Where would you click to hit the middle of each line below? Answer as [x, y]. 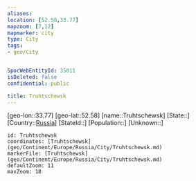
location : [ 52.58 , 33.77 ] [43, 20]
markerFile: [24, 154]
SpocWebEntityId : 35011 [42, 70]
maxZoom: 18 [24, 172]
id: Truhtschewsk [32, 135]
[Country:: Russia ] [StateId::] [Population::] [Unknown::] [86, 123]
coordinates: [26, 142]
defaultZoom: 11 [30, 166]
